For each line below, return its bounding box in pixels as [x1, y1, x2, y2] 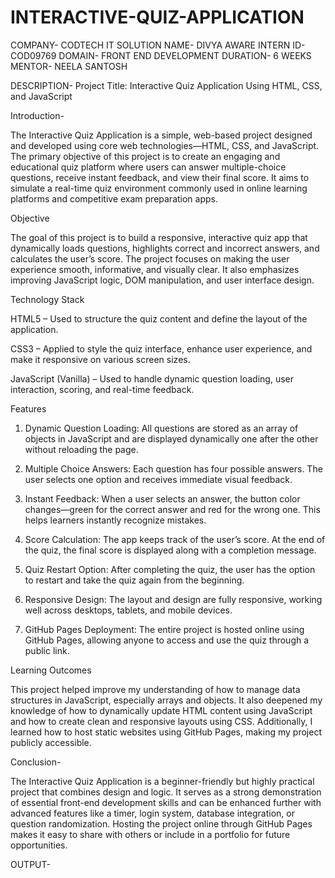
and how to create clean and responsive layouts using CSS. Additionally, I [10, 715, 313, 727]
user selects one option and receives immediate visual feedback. [24, 473, 293, 485]
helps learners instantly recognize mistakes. [24, 514, 207, 526]
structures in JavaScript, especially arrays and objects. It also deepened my [10, 694, 323, 706]
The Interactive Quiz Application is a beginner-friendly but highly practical [10, 775, 315, 787]
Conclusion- [10, 756, 62, 768]
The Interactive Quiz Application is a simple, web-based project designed [10, 129, 313, 141]
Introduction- [10, 109, 65, 121]
